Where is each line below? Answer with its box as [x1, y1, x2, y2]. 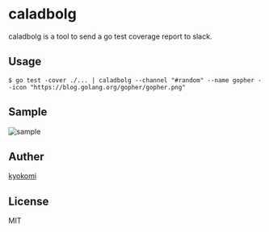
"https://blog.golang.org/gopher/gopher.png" [29, 83, 186, 91]
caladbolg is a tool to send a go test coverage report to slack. [8, 31, 212, 41]
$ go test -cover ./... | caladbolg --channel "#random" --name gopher [8, 76, 254, 85]
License [8, 194, 49, 208]
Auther [8, 150, 44, 164]
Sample [8, 106, 48, 119]
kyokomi [8, 171, 37, 181]
